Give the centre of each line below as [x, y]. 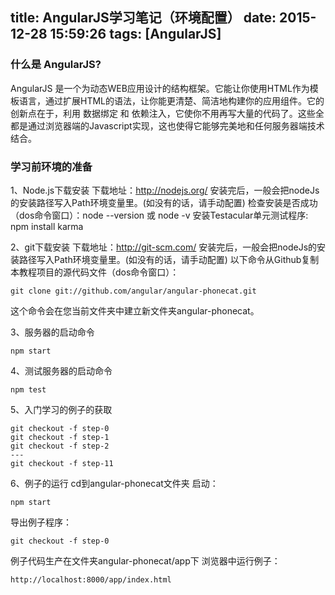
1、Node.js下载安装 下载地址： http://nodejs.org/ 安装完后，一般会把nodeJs [165, 190]
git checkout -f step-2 [60, 446]
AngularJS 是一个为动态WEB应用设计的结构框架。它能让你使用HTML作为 [160, 88]
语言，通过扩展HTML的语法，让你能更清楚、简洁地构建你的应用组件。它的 [171, 100]
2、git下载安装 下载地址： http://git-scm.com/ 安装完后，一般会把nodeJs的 [164, 247]
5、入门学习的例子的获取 [61, 409]
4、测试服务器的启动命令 [61, 370]
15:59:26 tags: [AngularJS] [135, 34]
